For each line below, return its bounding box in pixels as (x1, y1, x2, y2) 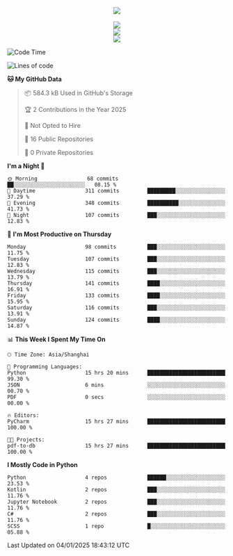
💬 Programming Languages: (7, 363, 82, 370)
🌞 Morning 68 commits (7, 175, 119, 182)
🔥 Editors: (7, 412, 40, 419)
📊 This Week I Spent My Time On (7, 335, 106, 343)
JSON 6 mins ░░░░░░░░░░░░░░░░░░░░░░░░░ (7, 382, 226, 389)
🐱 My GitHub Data (7, 75, 63, 83)
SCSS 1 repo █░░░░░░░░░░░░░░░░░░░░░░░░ (7, 523, 226, 530)
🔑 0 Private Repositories (24, 149, 94, 156)
